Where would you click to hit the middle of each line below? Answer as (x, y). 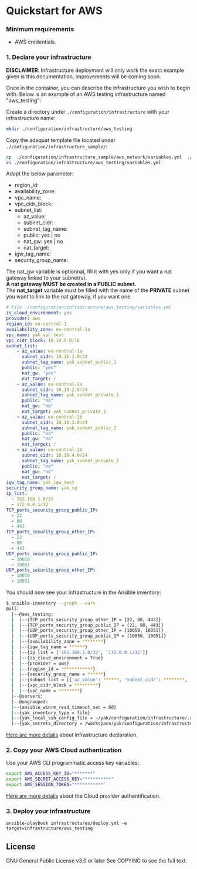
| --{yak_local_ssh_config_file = (52, 718)
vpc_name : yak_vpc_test (35, 335)
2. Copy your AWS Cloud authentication (64, 750)
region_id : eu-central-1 (36, 324)
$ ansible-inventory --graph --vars (51, 603)
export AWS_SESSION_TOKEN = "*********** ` (56, 785)
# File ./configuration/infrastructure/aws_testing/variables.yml (89, 307)
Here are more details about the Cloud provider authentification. (83, 796)
